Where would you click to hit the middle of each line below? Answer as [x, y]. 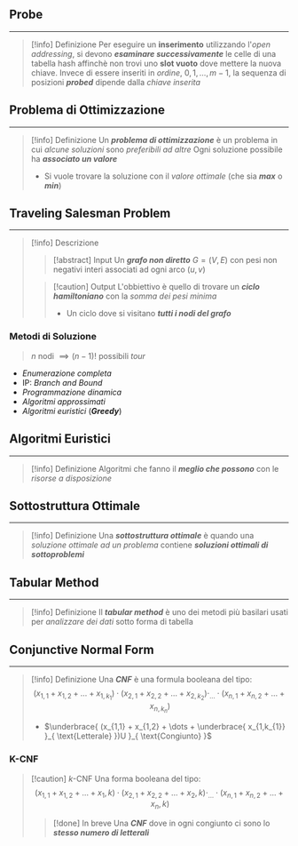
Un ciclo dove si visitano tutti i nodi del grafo [149, 314]
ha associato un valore [74, 158]
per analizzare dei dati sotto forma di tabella [112, 622]
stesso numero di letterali [101, 833]
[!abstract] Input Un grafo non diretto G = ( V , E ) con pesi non [165, 260]
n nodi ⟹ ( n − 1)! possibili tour [88, 355]
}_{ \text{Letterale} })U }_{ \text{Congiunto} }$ [128, 736]
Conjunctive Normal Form [82, 649]
